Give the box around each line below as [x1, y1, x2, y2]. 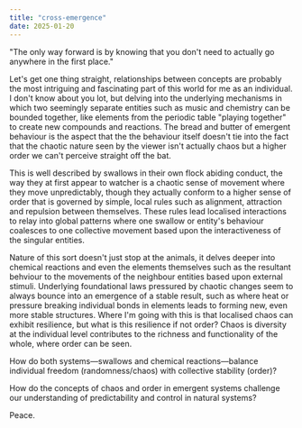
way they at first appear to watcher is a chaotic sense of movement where [9, 177, 286, 187]
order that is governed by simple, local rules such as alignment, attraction [9, 196, 282, 207]
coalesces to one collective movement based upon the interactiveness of [9, 224, 281, 235]
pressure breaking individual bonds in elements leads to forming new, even [9, 299, 288, 311]
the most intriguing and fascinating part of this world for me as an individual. [9, 83, 293, 94]
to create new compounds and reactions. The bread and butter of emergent [9, 121, 291, 132]
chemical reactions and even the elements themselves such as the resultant [9, 261, 291, 272]
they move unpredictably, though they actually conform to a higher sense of [9, 187, 291, 197]
